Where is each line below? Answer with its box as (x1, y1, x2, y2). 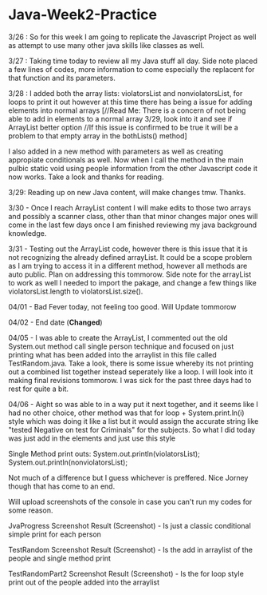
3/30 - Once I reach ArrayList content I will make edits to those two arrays (8, 202, 252, 213)
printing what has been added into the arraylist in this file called (8, 349, 217, 359)
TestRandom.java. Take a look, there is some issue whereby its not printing (8, 358, 253, 368)
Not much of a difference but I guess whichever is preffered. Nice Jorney (8, 473, 249, 482)
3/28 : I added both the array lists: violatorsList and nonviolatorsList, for (8, 88, 243, 98)
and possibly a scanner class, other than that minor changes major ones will (8, 211, 258, 221)
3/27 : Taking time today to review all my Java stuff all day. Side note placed (8, 56, 257, 66)
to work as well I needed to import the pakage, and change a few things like (8, 278, 257, 287)
